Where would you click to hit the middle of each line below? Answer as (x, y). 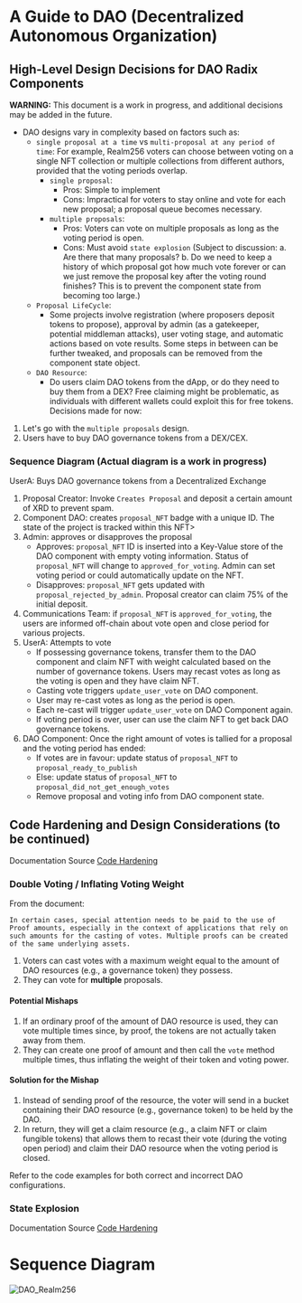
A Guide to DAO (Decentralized (127, 17)
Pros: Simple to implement (111, 190)
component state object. (95, 363)
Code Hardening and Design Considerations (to (145, 825)
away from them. (54, 1040)
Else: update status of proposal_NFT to (106, 777)
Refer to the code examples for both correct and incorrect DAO (126, 1175)
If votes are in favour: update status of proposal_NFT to (137, 758)
